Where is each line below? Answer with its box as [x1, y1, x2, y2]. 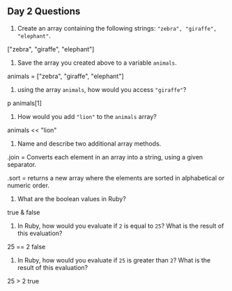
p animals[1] [7, 99, 42, 107]
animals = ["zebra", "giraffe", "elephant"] [7, 72, 124, 80]
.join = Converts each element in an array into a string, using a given [7, 152, 203, 161]
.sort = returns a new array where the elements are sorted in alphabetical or [7, 173, 225, 182]
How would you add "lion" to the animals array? [17, 112, 157, 120]
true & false [7, 208, 40, 217]
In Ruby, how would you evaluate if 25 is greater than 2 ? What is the [17, 255, 211, 264]
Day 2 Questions [7, 6, 81, 17]
